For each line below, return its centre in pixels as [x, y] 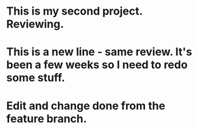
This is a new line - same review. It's [99, 52]
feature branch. [47, 118]
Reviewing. [35, 24]
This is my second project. [75, 11]
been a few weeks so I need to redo [97, 65]
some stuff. [36, 78]
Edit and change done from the [86, 106]
